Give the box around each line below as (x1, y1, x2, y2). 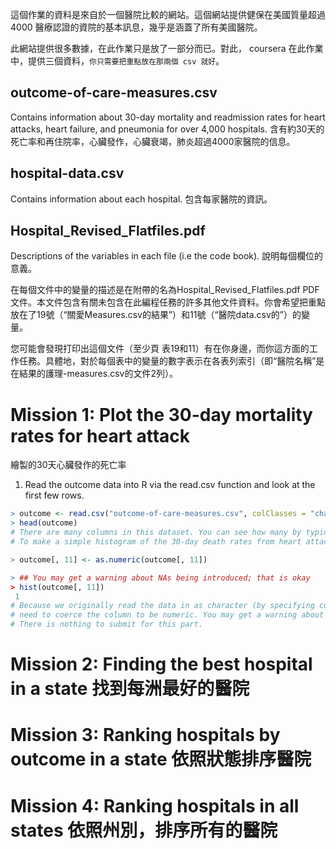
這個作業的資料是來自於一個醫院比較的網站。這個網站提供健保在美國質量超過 (10, 9, 326, 20)
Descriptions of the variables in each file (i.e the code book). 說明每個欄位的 (10, 250, 324, 262)
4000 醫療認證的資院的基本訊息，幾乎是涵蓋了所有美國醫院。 (10, 21, 263, 33)
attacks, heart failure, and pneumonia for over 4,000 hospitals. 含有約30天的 (10, 123, 325, 135)
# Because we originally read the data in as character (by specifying (10, 601, 315, 611)
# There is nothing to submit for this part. (10, 619, 203, 630)
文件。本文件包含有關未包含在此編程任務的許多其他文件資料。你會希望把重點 (10, 296, 326, 308)
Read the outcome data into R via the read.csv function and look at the (24, 479, 316, 491)
